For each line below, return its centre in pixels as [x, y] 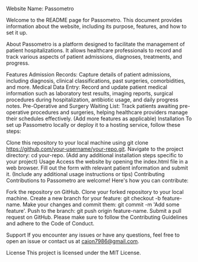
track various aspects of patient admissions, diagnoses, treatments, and [94, 57]
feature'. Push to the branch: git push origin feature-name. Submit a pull [94, 211]
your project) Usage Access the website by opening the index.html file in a [97, 162]
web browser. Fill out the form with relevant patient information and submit [97, 168]
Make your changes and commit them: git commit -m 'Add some [101, 205]
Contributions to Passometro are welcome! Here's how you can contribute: [97, 180]
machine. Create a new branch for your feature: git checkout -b [84, 198]
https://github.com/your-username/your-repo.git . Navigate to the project [95, 149]
